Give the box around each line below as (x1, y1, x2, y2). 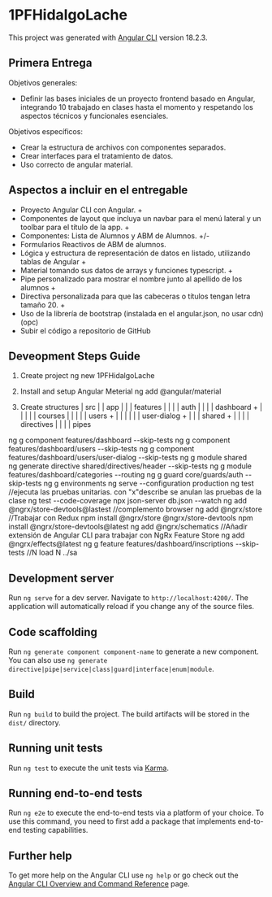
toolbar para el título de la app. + (19, 222, 130, 232)
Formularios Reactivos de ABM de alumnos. (19, 239, 166, 249)
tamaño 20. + (19, 299, 66, 310)
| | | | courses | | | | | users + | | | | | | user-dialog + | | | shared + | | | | (19, 411, 250, 420)
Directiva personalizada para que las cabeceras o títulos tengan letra (19, 291, 251, 301)
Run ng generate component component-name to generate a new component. (8, 647, 260, 656)
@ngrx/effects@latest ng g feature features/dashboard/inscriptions (8, 539, 234, 549)
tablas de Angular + (19, 256, 87, 266)
